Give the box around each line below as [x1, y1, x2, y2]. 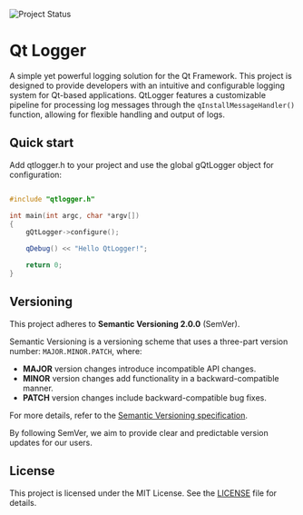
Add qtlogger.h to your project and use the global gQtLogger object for [9, 159, 274, 170]
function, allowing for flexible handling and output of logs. [9, 109, 225, 120]
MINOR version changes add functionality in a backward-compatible [22, 372, 279, 383]
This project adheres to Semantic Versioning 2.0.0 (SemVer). [9, 318, 240, 329]
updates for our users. [9, 437, 93, 448]
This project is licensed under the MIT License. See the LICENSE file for [9, 487, 278, 499]
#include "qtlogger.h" [9, 194, 95, 203]
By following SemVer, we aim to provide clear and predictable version [9, 427, 269, 438]
